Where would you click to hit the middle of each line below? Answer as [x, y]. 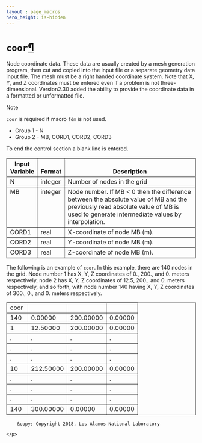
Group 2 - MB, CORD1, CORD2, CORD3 [63, 137]
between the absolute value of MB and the [127, 199]
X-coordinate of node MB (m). [111, 232]
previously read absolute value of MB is [123, 207]
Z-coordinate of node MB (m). [111, 252]
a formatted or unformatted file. [45, 96]
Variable [22, 172]
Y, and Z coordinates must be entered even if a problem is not [83, 83]
